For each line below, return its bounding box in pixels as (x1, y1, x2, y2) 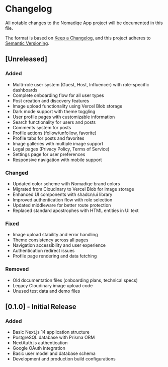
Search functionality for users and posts (12, 119, 96, 125)
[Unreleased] (5, 55, 48, 64)
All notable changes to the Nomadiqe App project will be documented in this (5, 20, 163, 26)
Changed (5, 169, 29, 176)
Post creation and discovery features (12, 97, 90, 103)
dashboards (12, 87, 38, 93)
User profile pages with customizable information (12, 114, 115, 120)
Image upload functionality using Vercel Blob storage (12, 103, 123, 109)
